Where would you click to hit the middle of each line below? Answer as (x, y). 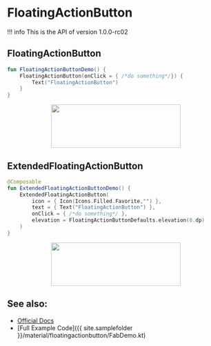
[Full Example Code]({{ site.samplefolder (75, 328)
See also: (28, 304)
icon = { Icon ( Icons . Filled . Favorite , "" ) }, (97, 201)
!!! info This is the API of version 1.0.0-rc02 (68, 32)
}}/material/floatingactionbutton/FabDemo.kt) (81, 335)
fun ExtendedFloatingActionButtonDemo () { (69, 188)
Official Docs (36, 320)
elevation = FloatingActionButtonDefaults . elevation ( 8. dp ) (119, 220)
